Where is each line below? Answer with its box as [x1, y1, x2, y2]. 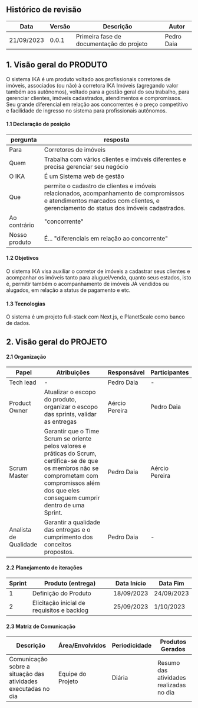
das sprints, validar [44, 410, 97, 418]
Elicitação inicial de [32, 599, 85, 607]
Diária [111, 674, 128, 682]
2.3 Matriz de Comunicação [6, 623, 75, 630]
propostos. [44, 548, 74, 556]
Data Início [115, 580, 146, 588]
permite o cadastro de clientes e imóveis [44, 182, 156, 190]
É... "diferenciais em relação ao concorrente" [44, 234, 168, 242]
